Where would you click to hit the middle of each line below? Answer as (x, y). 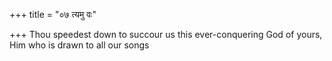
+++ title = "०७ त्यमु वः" (53, 14)
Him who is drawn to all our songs (79, 45)
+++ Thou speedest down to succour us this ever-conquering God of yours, (166, 34)
